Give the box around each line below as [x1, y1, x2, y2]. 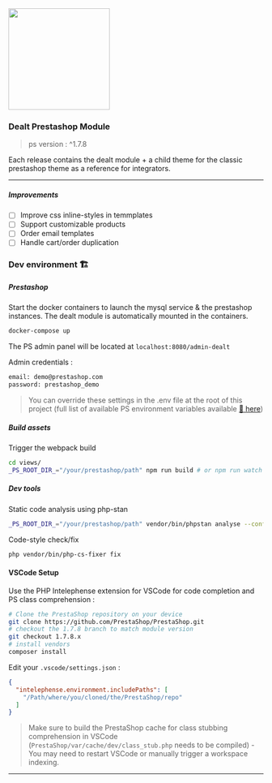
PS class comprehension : [8, 594, 96, 604]
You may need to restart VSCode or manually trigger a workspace [28, 749, 249, 759]
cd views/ [8, 458, 42, 467]
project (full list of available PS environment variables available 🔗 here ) [28, 404, 264, 414]
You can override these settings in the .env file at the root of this [28, 395, 243, 405]
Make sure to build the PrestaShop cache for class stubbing [28, 723, 228, 733]
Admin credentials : [8, 357, 73, 368]
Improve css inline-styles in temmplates [19, 210, 153, 220]
